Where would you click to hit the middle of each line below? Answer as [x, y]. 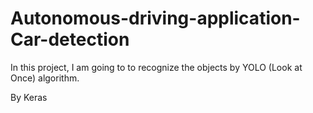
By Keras [29, 97]
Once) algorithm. [45, 78]
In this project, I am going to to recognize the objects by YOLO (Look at [156, 67]
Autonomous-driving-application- [155, 18]
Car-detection [70, 39]
